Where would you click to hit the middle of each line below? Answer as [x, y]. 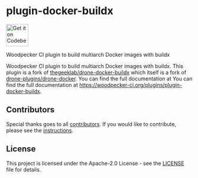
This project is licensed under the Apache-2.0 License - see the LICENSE [95, 163]
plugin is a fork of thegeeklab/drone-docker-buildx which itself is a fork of [96, 72]
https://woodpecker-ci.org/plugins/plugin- [130, 85]
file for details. [24, 169]
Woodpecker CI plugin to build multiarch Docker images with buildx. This [95, 66]
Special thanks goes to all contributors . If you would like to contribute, [91, 124]
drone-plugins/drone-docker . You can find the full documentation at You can [99, 79]
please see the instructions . [40, 130]
